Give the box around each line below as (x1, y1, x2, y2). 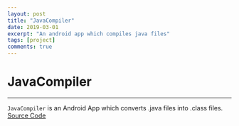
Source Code (7, 111, 46, 120)
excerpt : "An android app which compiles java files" (7, 30, 171, 38)
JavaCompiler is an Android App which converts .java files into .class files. (7, 103, 223, 112)
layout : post (7, 10, 46, 18)
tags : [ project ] (7, 37, 55, 44)
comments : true (7, 43, 53, 50)
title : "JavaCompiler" (7, 17, 75, 24)
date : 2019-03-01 (7, 23, 59, 30)
